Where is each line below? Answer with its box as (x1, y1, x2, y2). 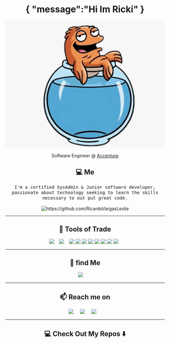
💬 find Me (69, 258, 101, 267)
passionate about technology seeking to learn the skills (12, 189, 158, 195)
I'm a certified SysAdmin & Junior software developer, (14, 184, 156, 190)
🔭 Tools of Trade (59, 225, 111, 234)
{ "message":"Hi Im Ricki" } (25, 4, 145, 15)
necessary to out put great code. (42, 195, 128, 201)
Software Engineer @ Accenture (51, 152, 119, 158)
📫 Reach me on (60, 293, 110, 301)
